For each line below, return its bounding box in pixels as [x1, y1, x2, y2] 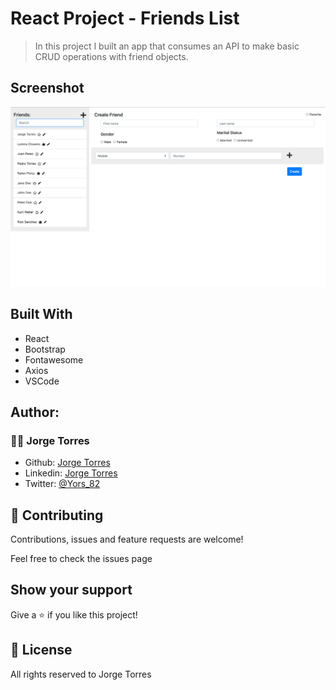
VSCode [24, 375, 60, 387]
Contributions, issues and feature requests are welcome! [10, 533, 244, 545]
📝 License [10, 642, 73, 659]
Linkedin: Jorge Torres [24, 467, 118, 479]
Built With [10, 306, 73, 323]
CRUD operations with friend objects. [34, 50, 189, 62]
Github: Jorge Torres [24, 457, 111, 469]
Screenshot [10, 80, 85, 97]
